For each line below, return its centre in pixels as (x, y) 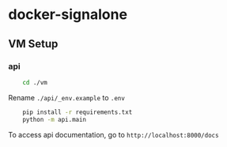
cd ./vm (35, 82)
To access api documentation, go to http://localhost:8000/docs (114, 134)
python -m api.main (55, 119)
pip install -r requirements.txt (78, 112)
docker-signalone (68, 15)
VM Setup (33, 44)
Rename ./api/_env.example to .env (66, 97)
